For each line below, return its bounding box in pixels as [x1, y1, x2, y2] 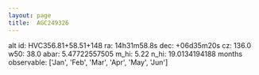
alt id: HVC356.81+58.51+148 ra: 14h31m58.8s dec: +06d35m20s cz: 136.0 [8, 40, 252, 50]
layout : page [8, 11, 52, 20]
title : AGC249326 [8, 19, 69, 27]
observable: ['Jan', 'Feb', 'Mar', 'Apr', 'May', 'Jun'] [8, 57, 168, 67]
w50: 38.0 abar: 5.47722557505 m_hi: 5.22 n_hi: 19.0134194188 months [8, 49, 243, 58]
